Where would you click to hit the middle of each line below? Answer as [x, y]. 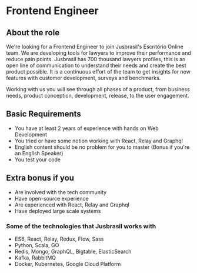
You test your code [37, 159]
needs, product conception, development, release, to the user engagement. [98, 96]
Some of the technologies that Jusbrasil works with [81, 226]
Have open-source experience [52, 198]
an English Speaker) [39, 153]
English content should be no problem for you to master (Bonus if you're [102, 147]
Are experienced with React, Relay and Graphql [72, 205]
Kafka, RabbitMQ [35, 258]
